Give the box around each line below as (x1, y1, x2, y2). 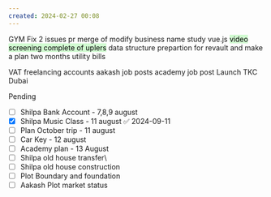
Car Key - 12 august (19, 135, 87, 144)
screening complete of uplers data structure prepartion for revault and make (8, 42, 264, 53)
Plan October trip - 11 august (19, 125, 116, 135)
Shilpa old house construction (19, 162, 120, 171)
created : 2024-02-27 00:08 (8, 11, 100, 20)
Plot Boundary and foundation (19, 171, 121, 181)
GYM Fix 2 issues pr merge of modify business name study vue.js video (8, 34, 249, 44)
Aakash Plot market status (19, 180, 108, 191)
